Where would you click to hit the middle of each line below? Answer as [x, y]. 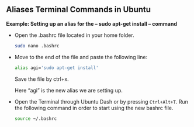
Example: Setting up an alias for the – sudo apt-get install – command [91, 23]
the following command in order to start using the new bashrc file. [94, 108]
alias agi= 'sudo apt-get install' [56, 68]
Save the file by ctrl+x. [41, 79]
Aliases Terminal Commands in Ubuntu [78, 10]
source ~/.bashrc [36, 119]
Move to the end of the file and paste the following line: [81, 57]
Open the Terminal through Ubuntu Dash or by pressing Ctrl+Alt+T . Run [101, 101]
